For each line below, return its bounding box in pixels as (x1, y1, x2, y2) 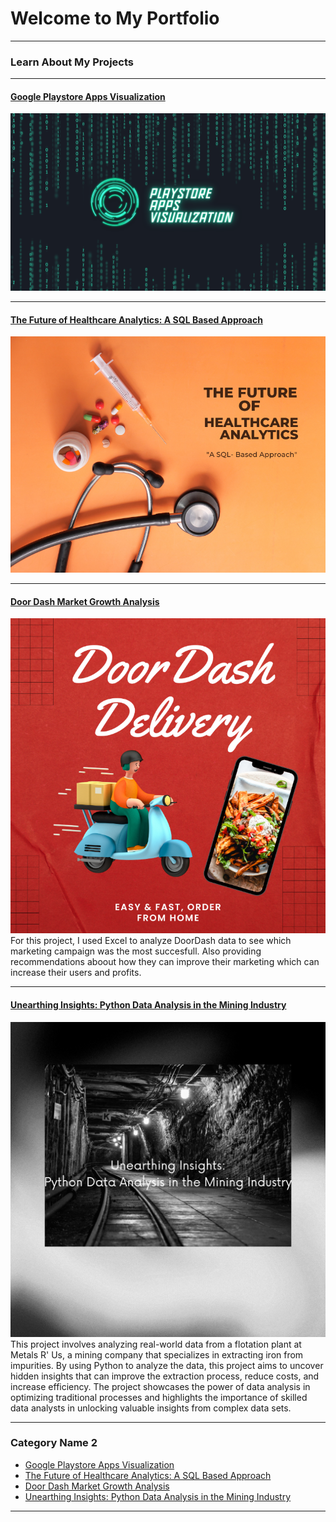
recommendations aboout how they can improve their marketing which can (10, 956, 320, 968)
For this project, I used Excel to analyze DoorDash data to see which (10, 935, 292, 947)
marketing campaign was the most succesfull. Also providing (10, 945, 262, 957)
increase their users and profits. (10, 967, 142, 979)
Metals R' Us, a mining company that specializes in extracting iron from (10, 1348, 304, 1361)
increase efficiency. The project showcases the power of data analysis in (10, 1380, 311, 1392)
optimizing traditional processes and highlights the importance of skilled (10, 1391, 308, 1403)
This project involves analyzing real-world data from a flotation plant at (10, 1338, 302, 1350)
